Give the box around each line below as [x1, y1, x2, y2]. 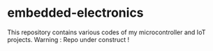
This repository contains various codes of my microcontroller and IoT [7, 28, 206, 36]
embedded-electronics [7, 5, 145, 21]
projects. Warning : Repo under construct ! [7, 35, 130, 43]
